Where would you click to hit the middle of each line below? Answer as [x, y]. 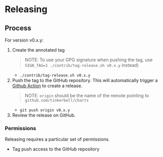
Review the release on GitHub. [44, 115]
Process [18, 28]
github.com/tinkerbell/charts [57, 100]
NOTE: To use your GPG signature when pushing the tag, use [89, 60]
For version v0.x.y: [24, 40]
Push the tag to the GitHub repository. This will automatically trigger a [85, 80]
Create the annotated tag [38, 50]
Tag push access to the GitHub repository [56, 149]
